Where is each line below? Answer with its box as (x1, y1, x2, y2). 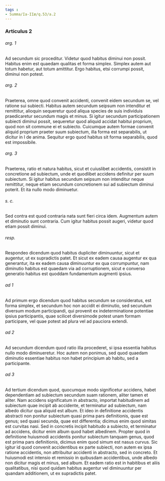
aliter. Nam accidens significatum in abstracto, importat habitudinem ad (5, 397, 150, 403)
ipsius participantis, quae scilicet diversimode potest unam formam (5, 313, 141, 319)
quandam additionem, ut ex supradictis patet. (5, 470, 97, 477)
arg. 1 (5, 40, 16, 46)
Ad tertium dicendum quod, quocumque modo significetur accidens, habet (5, 387, 156, 393)
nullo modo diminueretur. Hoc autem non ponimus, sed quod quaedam (5, 350, 148, 356)
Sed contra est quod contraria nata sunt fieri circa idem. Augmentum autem (5, 213, 158, 219)
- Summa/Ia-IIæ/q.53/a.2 (5, 12, 56, 17)
